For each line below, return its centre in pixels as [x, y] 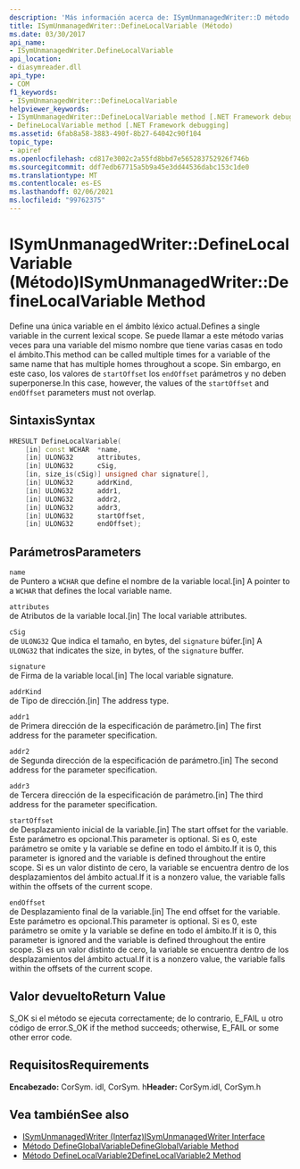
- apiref [25, 150]
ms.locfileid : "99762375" [57, 200]
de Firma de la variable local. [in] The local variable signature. [121, 676]
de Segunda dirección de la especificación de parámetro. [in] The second [144, 761]
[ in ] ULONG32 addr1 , [74, 491]
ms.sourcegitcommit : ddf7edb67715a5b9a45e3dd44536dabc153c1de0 [129, 167]
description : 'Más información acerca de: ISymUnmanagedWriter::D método [150, 17]
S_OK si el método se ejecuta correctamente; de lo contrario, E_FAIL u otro [146, 1018]
